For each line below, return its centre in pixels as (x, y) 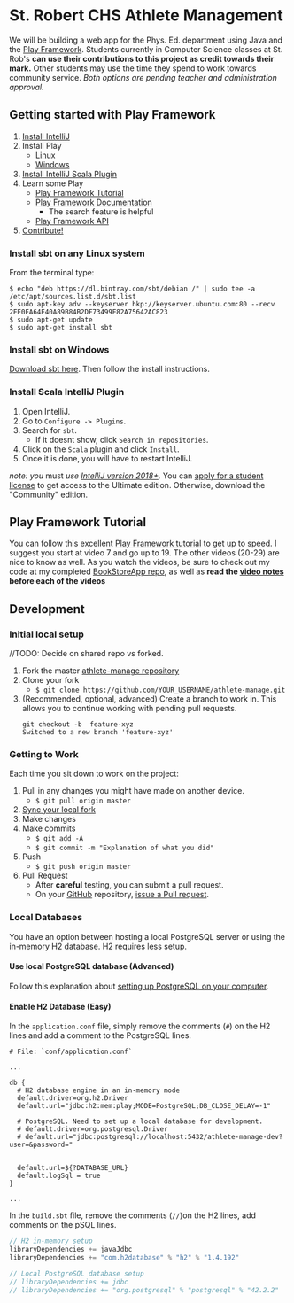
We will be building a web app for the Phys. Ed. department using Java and (146, 40)
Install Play (42, 145)
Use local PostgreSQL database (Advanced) (92, 966)
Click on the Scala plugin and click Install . (101, 449)
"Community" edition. (49, 494)
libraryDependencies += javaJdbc (71, 1250)
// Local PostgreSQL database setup (77, 1273)
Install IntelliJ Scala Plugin (70, 174)
